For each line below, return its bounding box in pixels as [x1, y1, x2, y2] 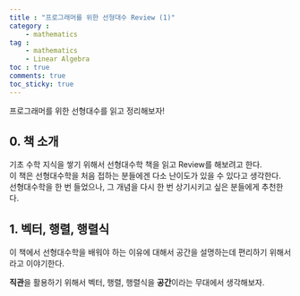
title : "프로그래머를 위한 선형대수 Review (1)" [9, 13, 176, 22]
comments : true [9, 72, 66, 80]
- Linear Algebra [25, 55, 90, 63]
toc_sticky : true [9, 80, 74, 89]
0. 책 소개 [9, 134, 59, 149]
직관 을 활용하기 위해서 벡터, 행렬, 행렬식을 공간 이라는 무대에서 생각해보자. [9, 277, 265, 288]
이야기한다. [25, 258, 65, 269]
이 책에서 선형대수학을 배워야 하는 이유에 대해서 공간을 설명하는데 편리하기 [9, 247, 268, 258]
